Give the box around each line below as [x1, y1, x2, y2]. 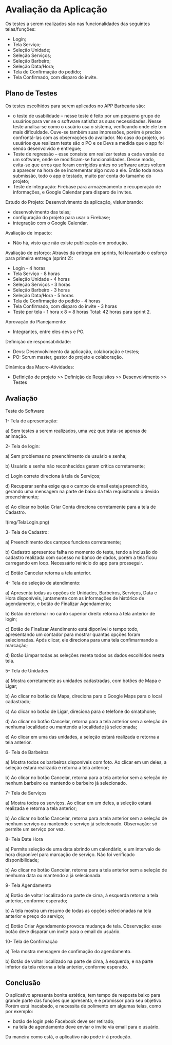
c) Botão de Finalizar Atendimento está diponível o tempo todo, [5, 626, 139, 632]
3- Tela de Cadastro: [5, 529, 49, 535]
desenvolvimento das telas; [12, 209, 71, 215]
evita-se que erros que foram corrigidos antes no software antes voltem [12, 162, 166, 168]
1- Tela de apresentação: [5, 417, 58, 424]
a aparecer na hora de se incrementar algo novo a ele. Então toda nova [12, 167, 163, 173]
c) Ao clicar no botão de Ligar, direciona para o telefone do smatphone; [5, 708, 157, 714]
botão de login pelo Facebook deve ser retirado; [12, 1018, 115, 1024]
